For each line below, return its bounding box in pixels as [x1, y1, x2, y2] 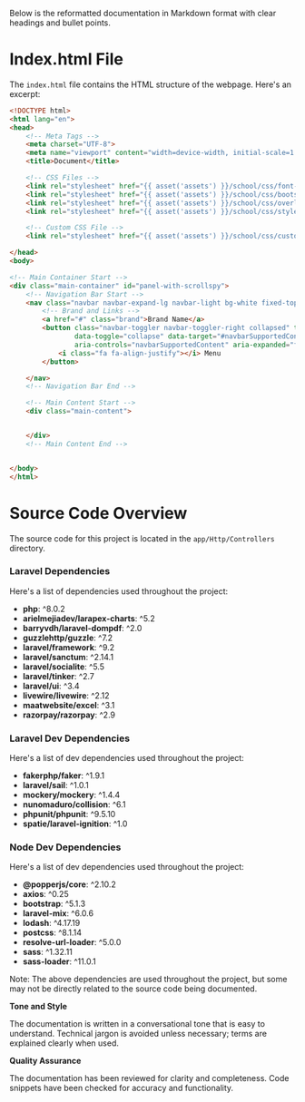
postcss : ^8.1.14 [22, 927, 82, 938]
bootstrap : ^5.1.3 [22, 898, 86, 910]
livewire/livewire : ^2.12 [22, 689, 110, 701]
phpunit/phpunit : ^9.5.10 [22, 809, 116, 820]
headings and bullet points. [9, 17, 112, 28]
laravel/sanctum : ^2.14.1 [22, 651, 114, 662]
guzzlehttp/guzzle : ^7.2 [22, 632, 113, 643]
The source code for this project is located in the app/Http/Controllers [9, 532, 275, 543]
